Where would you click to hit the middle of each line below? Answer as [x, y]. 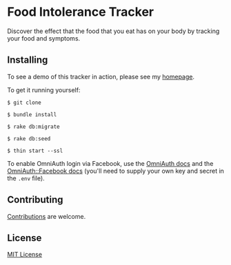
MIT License [25, 255]
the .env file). [26, 178]
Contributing [35, 200]
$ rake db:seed [29, 138]
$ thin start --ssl [35, 151]
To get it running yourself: [44, 89]
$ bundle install [32, 114]
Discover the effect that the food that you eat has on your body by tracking [113, 31]
